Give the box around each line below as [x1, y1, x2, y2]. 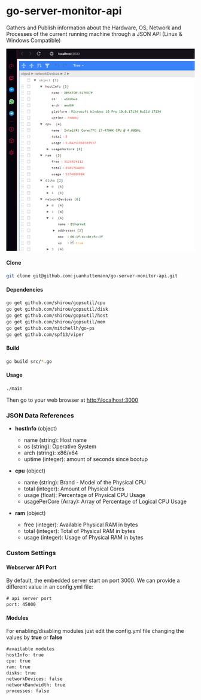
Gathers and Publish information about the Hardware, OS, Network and [6, 24, 181, 31]
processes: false [6, 688, 50, 694]
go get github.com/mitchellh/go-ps [6, 325, 95, 331]
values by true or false [6, 634, 63, 641]
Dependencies [6, 286, 44, 293]
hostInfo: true [6, 652, 44, 658]
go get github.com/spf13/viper [6, 331, 84, 338]
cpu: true [6, 658, 31, 664]
